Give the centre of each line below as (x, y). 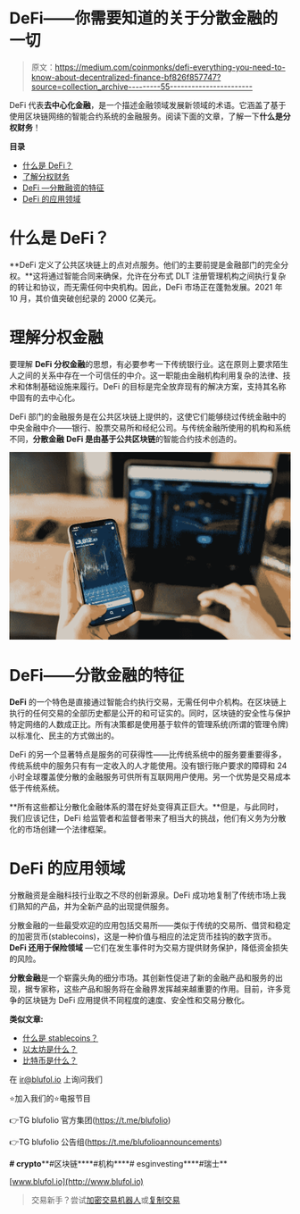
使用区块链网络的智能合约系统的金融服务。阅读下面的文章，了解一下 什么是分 (150, 116)
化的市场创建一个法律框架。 (60, 829)
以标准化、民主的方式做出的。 (64, 735)
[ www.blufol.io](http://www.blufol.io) (77, 1181)
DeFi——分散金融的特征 (97, 676)
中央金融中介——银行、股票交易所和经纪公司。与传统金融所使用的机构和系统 (150, 427)
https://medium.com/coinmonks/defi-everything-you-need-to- (170, 67)
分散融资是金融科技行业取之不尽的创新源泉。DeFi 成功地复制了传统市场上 (144, 895)
